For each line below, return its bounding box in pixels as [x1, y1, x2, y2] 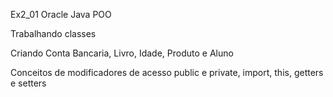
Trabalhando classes [10, 28, 97, 39]
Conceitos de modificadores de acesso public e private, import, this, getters [10, 67, 324, 78]
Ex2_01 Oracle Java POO [10, 9, 112, 20]
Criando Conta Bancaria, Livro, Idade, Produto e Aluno [10, 47, 234, 59]
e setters [10, 77, 47, 89]
